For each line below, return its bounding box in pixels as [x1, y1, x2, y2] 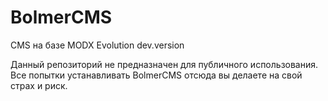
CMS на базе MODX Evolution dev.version [10, 39, 185, 51]
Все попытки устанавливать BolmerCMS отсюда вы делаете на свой [10, 69, 303, 81]
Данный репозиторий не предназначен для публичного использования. [10, 58, 319, 70]
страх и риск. [10, 79, 68, 91]
